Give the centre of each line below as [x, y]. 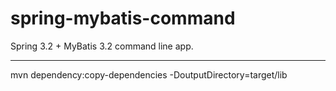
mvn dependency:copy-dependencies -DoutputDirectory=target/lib [149, 74]
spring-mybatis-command [123, 18]
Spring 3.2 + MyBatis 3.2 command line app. [102, 46]
